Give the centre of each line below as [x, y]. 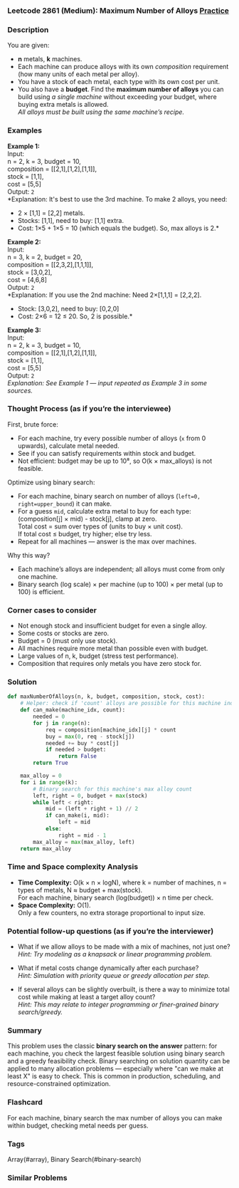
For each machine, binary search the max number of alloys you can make [115, 1117]
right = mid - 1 [82, 835]
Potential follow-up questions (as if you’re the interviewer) [111, 931]
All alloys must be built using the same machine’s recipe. [101, 112]
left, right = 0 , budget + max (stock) [90, 796]
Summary [25, 1031]
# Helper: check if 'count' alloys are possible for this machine [121, 704]
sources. [20, 390]
